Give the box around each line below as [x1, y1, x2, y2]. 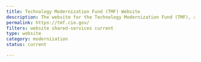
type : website [6, 31, 42, 37]
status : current [6, 42, 47, 48]
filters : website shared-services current [6, 25, 114, 31]
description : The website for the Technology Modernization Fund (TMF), [6, 14, 191, 20]
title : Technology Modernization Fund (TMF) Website [6, 8, 141, 15]
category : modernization [6, 36, 68, 42]
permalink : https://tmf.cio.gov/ [6, 19, 90, 25]
